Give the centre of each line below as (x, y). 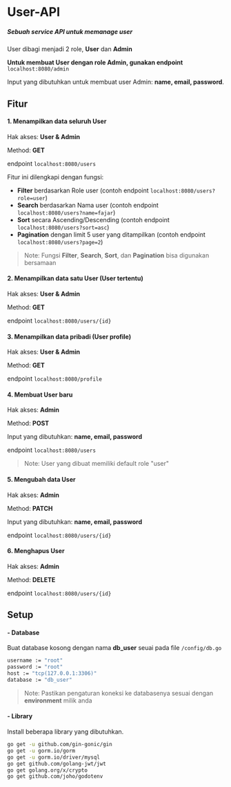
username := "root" (35, 661)
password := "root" (35, 667)
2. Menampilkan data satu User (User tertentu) (75, 278)
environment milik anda (58, 700)
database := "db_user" (40, 680)
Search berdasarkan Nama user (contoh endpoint (88, 205)
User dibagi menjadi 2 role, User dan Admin (70, 49)
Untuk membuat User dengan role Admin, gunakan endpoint (95, 62)
